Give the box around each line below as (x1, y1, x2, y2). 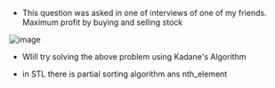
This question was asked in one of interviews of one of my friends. (21, 8, 267, 18)
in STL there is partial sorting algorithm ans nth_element (21, 68, 228, 79)
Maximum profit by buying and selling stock (21, 17, 183, 28)
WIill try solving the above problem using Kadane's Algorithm (21, 52, 247, 61)
